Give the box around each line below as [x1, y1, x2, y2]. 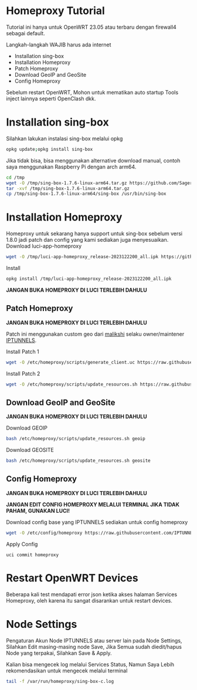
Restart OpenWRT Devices [6, 571, 139, 584]
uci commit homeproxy [6, 552, 59, 558]
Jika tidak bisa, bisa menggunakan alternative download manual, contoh [6, 157, 181, 164]
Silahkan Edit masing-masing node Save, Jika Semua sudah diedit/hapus [6, 643, 182, 650]
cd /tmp [6, 174, 25, 180]
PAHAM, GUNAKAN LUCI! [6, 507, 70, 514]
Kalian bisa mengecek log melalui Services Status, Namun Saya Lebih [6, 661, 175, 668]
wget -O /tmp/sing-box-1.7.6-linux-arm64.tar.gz [6, 180, 127, 186]
